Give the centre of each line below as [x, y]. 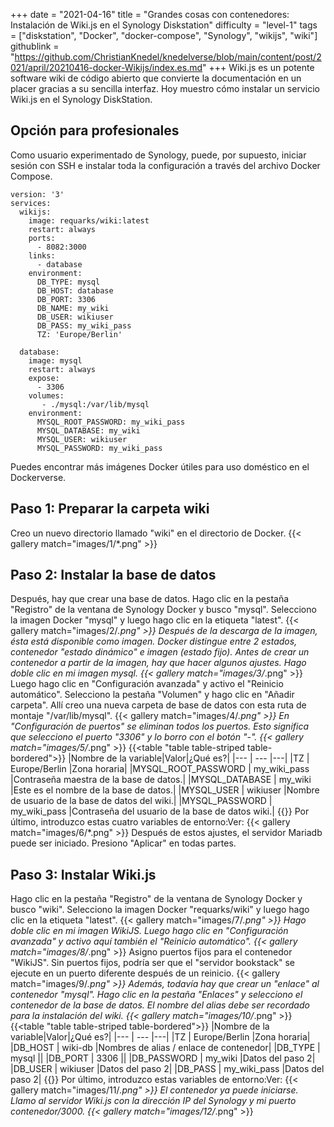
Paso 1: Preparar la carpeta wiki [110, 509]
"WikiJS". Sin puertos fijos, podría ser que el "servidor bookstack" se [153, 963]
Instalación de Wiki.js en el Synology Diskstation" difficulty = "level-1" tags [164, 25]
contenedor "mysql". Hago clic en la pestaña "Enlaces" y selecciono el [156, 995]
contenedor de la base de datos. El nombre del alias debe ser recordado [160, 1005]
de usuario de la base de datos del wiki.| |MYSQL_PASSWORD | [141, 801]
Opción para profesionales [95, 130]
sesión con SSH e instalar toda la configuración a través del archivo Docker [165, 165]
